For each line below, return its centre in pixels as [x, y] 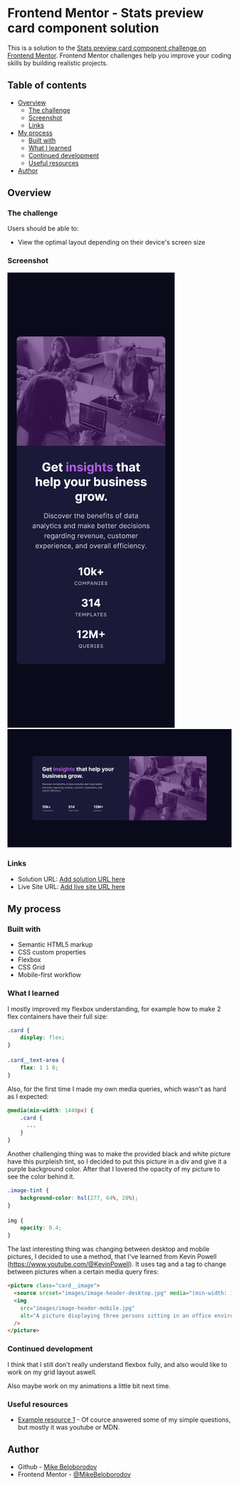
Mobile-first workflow [49, 975]
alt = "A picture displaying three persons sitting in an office [116, 1316]
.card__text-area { [36, 1060]
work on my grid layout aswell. [52, 1372]
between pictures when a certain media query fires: [83, 1272]
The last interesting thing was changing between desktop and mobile [108, 1249]
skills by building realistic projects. [58, 63]
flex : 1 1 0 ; [39, 1068]
